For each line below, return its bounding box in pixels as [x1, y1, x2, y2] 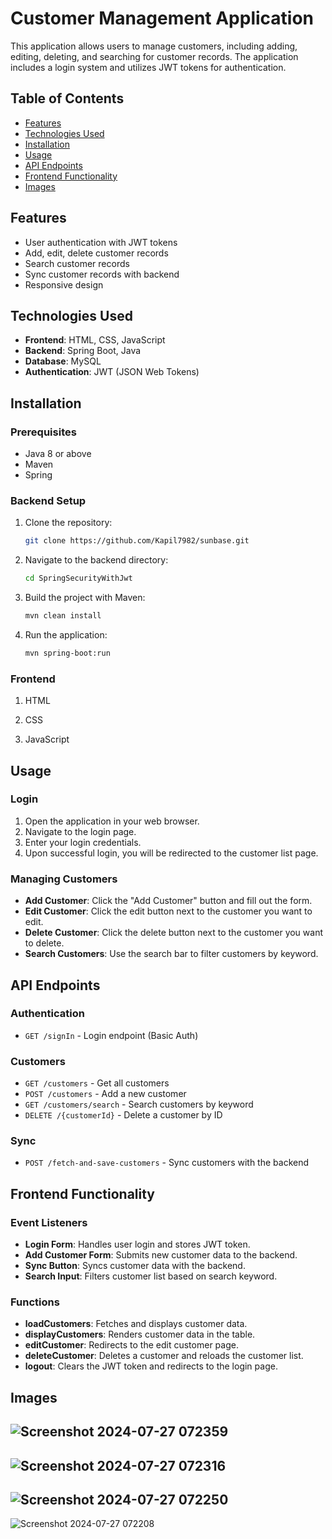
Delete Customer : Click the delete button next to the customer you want [24, 927, 324, 939]
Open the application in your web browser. [24, 815, 200, 827]
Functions [10, 1295, 60, 1309]
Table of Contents [10, 90, 125, 107]
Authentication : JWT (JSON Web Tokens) [24, 366, 200, 378]
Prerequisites [10, 425, 77, 439]
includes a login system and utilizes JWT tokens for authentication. [10, 61, 287, 73]
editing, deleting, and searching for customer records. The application [10, 50, 299, 62]
